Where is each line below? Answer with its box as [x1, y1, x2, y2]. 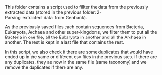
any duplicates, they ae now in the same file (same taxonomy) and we [5, 59, 147, 65]
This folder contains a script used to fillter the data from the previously [5, 4, 149, 10]
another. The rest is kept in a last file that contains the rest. [5, 39, 124, 45]
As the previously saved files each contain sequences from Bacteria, [5, 24, 144, 30]
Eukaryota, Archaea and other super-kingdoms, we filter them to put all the [5, 29, 157, 35]
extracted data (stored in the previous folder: [5, 9, 96, 15]
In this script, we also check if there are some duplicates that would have [5, 49, 153, 55]
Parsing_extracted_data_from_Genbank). [5, 15, 87, 20]
